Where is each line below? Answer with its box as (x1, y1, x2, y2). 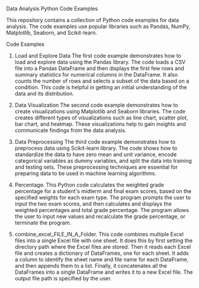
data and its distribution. (14, 90, 74, 97)
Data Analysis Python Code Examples (6, 5, 98, 12)
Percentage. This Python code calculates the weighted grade (14, 181, 165, 188)
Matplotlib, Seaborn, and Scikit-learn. (6, 29, 98, 36)
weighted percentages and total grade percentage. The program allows (14, 207, 190, 213)
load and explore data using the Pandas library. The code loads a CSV (14, 59, 186, 65)
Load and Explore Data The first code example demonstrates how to (14, 52, 182, 59)
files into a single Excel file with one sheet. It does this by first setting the (14, 237, 193, 244)
